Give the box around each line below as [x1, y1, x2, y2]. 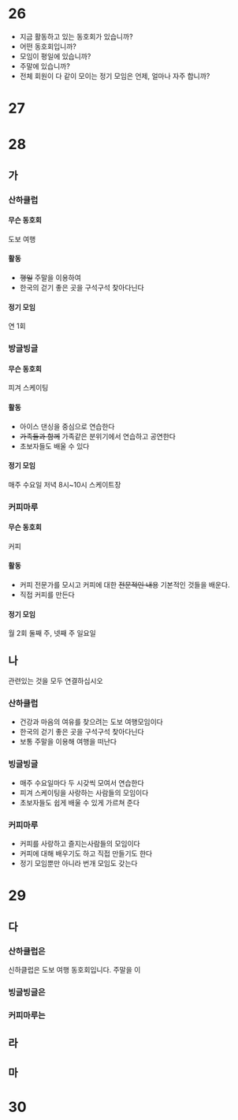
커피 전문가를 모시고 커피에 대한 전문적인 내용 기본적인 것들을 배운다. [19, 581, 230, 590]
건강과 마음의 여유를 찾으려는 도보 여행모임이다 [19, 717, 163, 726]
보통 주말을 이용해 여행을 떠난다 [19, 737, 117, 746]
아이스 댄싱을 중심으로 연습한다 [19, 421, 115, 431]
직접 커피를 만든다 [19, 590, 75, 599]
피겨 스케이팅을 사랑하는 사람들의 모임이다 [19, 788, 149, 797]
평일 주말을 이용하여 [19, 273, 81, 282]
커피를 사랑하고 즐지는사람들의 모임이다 [19, 839, 140, 848]
